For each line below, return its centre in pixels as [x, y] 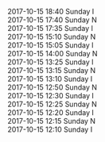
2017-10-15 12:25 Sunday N [52, 104]
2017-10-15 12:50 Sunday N [52, 87]
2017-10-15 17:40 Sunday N [52, 20]
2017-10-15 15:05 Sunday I [51, 45]
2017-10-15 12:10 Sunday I [50, 129]
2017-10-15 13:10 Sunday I [50, 79]
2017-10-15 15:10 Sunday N [52, 36]
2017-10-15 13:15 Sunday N [52, 70]
